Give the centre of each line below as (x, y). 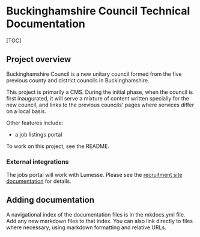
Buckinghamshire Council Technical (98, 11)
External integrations (38, 162)
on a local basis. (26, 111)
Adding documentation (50, 200)
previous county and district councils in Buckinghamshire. (78, 80)
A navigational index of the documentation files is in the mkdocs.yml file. (96, 214)
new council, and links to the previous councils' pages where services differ (100, 105)
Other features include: (35, 123)
